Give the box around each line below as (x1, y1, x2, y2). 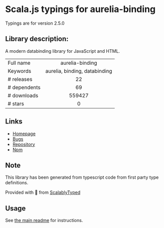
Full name (8, 59, 31, 66)
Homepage (12, 131, 36, 137)
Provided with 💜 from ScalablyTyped (5, 189, 81, 195)
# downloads (8, 92, 39, 99)
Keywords (8, 67, 32, 74)
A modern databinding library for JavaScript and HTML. (5, 48, 120, 54)
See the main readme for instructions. (5, 217, 83, 223)
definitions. (5, 180, 29, 186)
